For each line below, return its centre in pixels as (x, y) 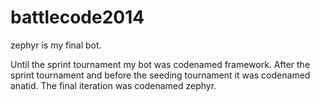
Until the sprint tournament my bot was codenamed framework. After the (160, 64)
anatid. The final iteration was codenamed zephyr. (113, 85)
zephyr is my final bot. (56, 45)
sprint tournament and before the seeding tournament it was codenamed (160, 75)
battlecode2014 (77, 17)
